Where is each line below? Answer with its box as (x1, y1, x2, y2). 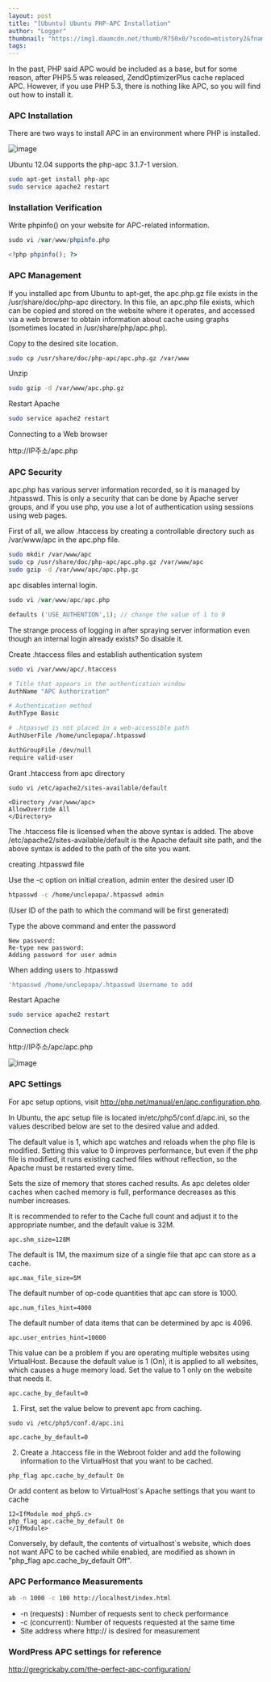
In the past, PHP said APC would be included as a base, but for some (8, 64, 238, 74)
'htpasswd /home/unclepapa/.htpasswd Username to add (8, 981, 194, 989)
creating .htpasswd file (8, 859, 85, 869)
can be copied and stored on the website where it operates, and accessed (8, 305, 256, 316)
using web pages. (8, 511, 68, 520)
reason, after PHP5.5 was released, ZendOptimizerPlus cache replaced (8, 73, 244, 83)
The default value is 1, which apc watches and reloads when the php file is (8, 1137, 256, 1146)
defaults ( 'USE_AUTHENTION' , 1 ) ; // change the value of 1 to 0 (8, 610, 226, 619)
